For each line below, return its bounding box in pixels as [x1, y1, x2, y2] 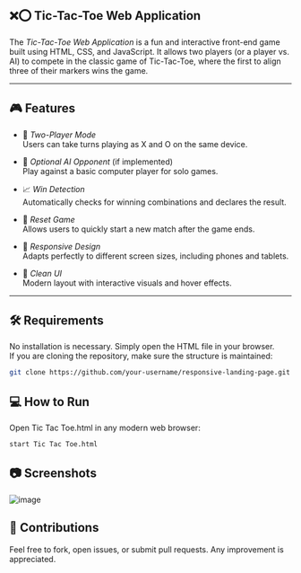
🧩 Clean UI [21, 268, 63, 278]
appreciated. [9, 553, 56, 564]
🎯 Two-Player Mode [21, 129, 97, 140]
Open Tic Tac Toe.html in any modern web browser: [9, 422, 202, 434]
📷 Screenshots [9, 466, 97, 481]
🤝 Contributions [9, 520, 99, 535]
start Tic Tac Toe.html [9, 440, 99, 449]
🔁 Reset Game [21, 214, 76, 225]
